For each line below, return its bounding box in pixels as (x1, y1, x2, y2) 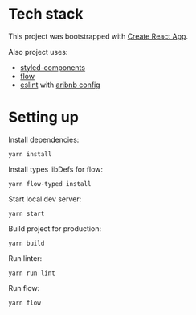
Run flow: (8, 283, 40, 292)
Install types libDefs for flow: (8, 164, 103, 174)
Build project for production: (8, 223, 102, 234)
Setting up (8, 108, 79, 126)
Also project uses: (8, 47, 68, 56)
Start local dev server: (8, 194, 82, 204)
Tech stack (8, 5, 84, 23)
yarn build (8, 239, 45, 247)
